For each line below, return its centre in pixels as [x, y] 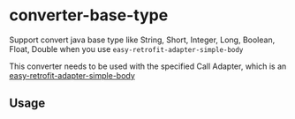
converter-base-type [89, 15]
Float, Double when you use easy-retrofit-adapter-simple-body [126, 48]
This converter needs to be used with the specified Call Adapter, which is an [148, 66]
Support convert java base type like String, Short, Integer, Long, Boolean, [142, 40]
